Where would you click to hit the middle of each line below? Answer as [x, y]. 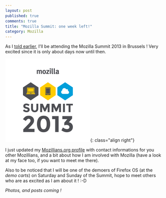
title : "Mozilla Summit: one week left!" [49, 26]
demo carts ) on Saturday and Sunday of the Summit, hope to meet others [81, 176]
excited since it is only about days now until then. [56, 52]
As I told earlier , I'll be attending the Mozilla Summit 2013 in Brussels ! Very [82, 46]
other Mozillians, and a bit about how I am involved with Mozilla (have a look [83, 155]
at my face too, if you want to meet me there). [52, 161]
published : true [22, 16]
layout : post [19, 10]
